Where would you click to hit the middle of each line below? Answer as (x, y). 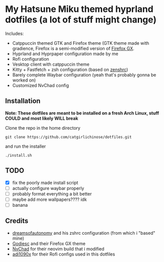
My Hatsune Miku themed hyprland (79, 9)
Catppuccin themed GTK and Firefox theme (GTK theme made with (81, 43)
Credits (17, 221)
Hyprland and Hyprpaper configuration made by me (65, 54)
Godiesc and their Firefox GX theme (49, 243)
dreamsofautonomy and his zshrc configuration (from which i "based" (84, 233)
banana (20, 205)
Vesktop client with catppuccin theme (51, 64)
